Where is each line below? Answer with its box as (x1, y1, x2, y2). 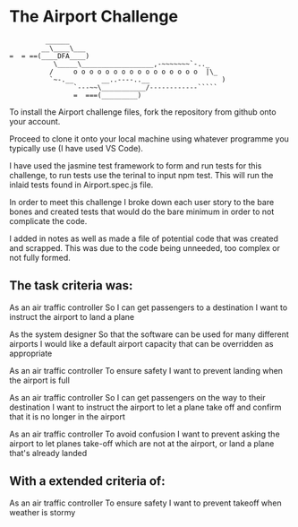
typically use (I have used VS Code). (9, 143, 143, 153)
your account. (9, 116, 61, 126)
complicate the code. (9, 215, 88, 226)
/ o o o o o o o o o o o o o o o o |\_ (48, 67, 218, 76)
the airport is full (9, 375, 70, 385)
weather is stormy (9, 506, 76, 517)
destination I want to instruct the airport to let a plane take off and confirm (9, 402, 282, 412)
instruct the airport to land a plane (9, 311, 135, 322)
